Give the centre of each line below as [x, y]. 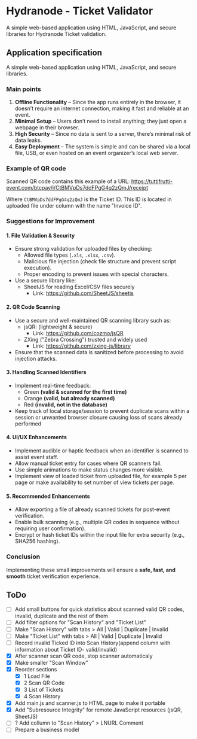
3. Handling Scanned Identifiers [46, 372]
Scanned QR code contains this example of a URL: [68, 181]
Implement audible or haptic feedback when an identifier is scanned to [102, 451]
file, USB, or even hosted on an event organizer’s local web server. [97, 153]
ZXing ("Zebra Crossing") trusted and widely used [85, 339]
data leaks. [28, 140]
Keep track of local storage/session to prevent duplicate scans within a [102, 410]
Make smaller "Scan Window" [51, 662]
